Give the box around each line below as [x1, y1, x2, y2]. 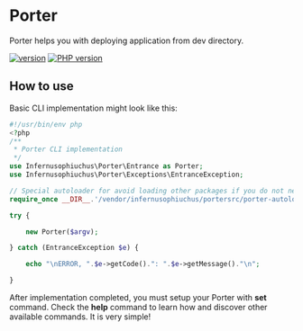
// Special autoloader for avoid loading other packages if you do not [9, 186, 284, 195]
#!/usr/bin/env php [9, 120, 83, 129]
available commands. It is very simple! [9, 311, 151, 322]
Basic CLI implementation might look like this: [9, 103, 178, 113]
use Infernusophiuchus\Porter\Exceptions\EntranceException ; [9, 170, 244, 179]
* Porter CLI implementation [13, 145, 124, 154]
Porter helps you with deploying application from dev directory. [9, 35, 244, 46]
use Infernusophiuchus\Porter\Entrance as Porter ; [9, 162, 204, 171]
